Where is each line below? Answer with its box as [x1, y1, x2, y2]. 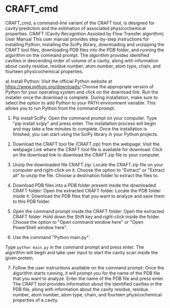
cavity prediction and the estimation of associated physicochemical [5, 25, 146, 31]
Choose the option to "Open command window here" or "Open [12, 219, 144, 225]
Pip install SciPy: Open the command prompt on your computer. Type [12, 115, 157, 121]
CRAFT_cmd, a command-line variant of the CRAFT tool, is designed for [5, 20, 155, 26]
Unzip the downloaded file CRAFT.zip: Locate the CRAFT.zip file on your [12, 161, 163, 167]
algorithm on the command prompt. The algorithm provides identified [5, 52, 149, 58]
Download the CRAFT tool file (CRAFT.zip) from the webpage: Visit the [12, 141, 160, 147]
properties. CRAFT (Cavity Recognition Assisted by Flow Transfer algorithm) [5, 30, 164, 37]
